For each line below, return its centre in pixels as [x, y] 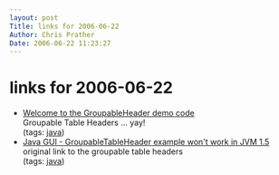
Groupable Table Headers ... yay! [84, 122]
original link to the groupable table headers [103, 151]
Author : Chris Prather [52, 34]
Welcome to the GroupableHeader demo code [108, 113]
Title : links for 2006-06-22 [64, 26]
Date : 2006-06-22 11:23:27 [60, 43]
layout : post [34, 18]
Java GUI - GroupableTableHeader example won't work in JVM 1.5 [146, 142]
